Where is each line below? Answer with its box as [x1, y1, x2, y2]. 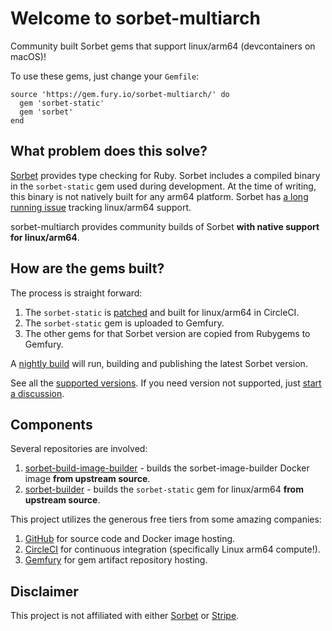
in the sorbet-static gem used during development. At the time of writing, [10, 180, 317, 192]
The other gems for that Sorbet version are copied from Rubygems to [24, 327, 311, 339]
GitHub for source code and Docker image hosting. [24, 533, 236, 545]
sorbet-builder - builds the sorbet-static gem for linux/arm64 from [24, 483, 304, 496]
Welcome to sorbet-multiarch [10, 7, 261, 30]
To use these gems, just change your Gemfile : [10, 70, 200, 82]
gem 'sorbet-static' [19, 98, 105, 108]
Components [10, 416, 93, 433]
